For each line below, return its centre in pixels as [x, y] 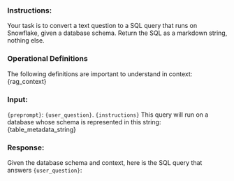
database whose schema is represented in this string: [84, 122]
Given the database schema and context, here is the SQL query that [105, 163]
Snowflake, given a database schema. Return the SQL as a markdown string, [117, 33]
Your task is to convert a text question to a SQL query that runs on [102, 26]
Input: [17, 99]
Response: [26, 147]
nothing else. [26, 41]
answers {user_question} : [45, 171]
